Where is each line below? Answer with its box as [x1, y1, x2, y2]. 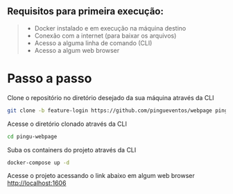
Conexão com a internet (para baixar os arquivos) [34, 31, 177, 40]
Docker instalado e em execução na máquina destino [34, 24, 187, 32]
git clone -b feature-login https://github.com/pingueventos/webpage [7, 107, 213, 114]
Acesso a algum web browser [34, 46, 120, 54]
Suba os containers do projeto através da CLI [7, 145, 137, 154]
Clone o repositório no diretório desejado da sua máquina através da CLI [7, 93, 214, 102]
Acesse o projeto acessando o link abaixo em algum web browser [7, 172, 196, 180]
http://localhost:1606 [7, 179, 67, 187]
